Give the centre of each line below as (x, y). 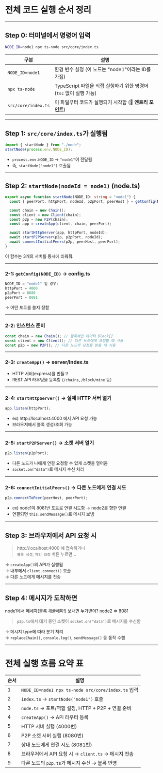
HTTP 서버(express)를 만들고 (40, 373)
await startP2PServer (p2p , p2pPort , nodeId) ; (56, 237)
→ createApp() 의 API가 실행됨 (34, 565)
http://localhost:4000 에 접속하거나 (51, 548)
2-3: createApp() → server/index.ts (47, 362)
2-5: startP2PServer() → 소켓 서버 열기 (49, 443)
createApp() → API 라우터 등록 (55, 717)
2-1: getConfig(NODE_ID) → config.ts (48, 273)
